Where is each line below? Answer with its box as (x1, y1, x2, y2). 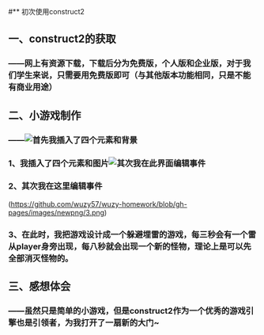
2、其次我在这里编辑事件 (8, 181, 103, 192)
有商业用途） (8, 82, 58, 93)
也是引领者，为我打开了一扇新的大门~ (16, 318, 160, 329)
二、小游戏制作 (8, 108, 81, 122)
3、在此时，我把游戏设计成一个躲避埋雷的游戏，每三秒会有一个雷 (8, 229, 257, 240)
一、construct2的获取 (8, 32, 116, 46)
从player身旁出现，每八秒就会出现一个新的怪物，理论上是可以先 (8, 241, 251, 252)
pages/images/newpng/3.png (8, 207, 105, 217)
